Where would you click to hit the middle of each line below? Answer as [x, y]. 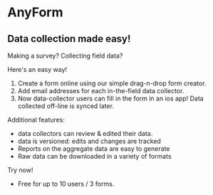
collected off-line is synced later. [66, 106]
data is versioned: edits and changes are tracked [89, 141]
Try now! [20, 170]
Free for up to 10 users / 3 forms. [66, 184]
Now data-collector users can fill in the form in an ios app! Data [111, 98]
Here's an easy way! [37, 69]
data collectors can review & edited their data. [85, 133]
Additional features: [36, 120]
